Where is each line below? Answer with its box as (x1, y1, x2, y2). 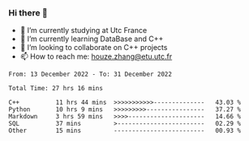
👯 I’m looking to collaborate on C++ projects (19, 43, 168, 52)
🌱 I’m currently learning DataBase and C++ (19, 34, 164, 44)
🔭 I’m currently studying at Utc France (19, 26, 148, 35)
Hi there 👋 (8, 7, 49, 19)
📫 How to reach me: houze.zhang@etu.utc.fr (19, 52, 173, 61)
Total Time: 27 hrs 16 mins (8, 85, 104, 93)
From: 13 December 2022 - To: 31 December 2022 (8, 70, 173, 79)
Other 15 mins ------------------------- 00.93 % (8, 126, 242, 135)
